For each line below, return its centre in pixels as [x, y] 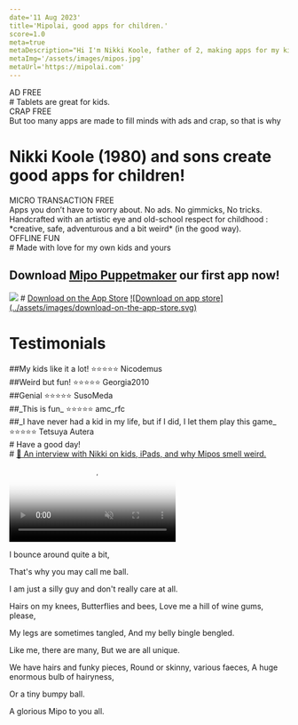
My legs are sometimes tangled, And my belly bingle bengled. [122, 632]
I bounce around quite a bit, [59, 554]
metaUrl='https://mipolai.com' [67, 68]
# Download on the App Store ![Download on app [110, 298]
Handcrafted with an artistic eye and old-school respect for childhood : [139, 219]
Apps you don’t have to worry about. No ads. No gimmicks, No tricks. [136, 209]
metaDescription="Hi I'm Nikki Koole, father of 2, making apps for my [144, 51]
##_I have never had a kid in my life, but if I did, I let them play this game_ [143, 421]
